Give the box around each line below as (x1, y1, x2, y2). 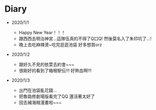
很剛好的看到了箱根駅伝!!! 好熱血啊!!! (18, 67, 92, 73)
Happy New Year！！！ (18, 29, 66, 35)
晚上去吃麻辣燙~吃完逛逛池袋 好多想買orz (18, 41, 103, 47)
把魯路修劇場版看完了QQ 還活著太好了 (18, 93, 95, 99)
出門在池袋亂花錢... (18, 87, 57, 93)
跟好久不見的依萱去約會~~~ (18, 61, 75, 67)
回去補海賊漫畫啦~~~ (18, 99, 62, 105)
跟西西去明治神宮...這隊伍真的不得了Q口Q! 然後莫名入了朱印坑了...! (18, 36, 152, 41)
